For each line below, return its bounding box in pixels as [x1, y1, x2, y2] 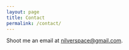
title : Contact [6, 15, 45, 21]
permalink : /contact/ [6, 20, 62, 26]
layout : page [6, 9, 40, 15]
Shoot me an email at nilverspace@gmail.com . [6, 37, 123, 45]
